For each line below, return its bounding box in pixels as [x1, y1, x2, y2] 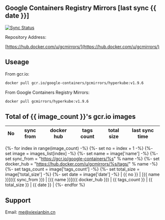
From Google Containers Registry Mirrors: [5, 89, 90, 95]
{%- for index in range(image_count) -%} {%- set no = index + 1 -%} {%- [5, 145, 153, 151]
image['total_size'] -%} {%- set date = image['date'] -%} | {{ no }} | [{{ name [5, 171, 160, 177]
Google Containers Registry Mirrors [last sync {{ [5, 4, 157, 12]
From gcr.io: [5, 71, 29, 77]
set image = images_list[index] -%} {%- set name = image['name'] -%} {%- [5, 151, 158, 157]
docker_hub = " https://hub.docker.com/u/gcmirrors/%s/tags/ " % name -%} [5, 161, 158, 167]
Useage [5, 58, 29, 66]
